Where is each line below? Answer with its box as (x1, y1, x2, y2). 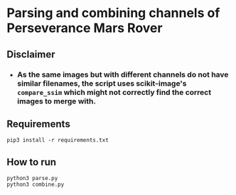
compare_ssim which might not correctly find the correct (16, 87, 211, 97)
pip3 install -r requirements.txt (6, 137, 109, 144)
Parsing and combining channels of (6, 5, 220, 21)
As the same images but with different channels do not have (16, 69, 229, 79)
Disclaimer (6, 48, 55, 60)
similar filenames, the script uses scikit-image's (16, 78, 187, 88)
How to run (6, 156, 57, 168)
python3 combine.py (6, 181, 65, 189)
